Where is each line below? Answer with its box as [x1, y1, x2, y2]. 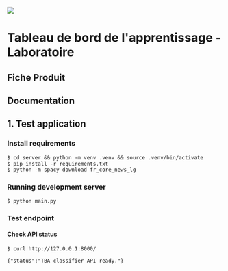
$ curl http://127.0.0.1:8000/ [7, 246, 97, 253]
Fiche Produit [7, 72, 66, 83]
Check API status [7, 230, 58, 239]
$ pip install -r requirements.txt [7, 160, 109, 167]
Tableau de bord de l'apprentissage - [7, 30, 222, 46]
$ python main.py [7, 197, 57, 205]
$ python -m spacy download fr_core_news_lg [7, 166, 136, 173]
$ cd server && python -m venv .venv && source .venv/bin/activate [7, 154, 204, 161]
